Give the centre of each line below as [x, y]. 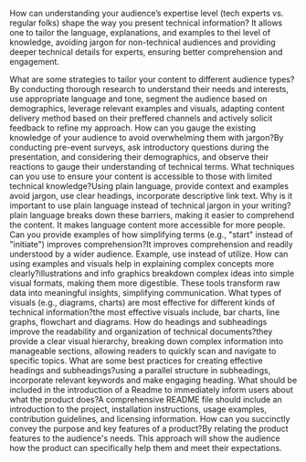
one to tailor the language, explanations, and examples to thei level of [140, 32]
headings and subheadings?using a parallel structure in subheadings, [140, 370]
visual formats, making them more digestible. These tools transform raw [145, 283]
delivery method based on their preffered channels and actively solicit [141, 118]
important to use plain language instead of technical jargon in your [134, 205]
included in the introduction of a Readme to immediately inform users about [152, 390]
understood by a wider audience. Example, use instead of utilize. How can [149, 254]
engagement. [34, 62]
